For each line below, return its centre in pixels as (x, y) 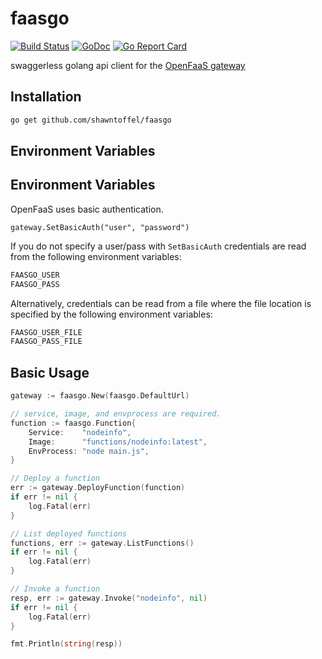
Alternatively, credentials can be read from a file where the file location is (161, 303)
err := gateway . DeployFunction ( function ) (98, 488)
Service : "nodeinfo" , (80, 432)
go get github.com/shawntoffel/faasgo (91, 120)
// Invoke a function (55, 589)
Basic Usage (50, 372)
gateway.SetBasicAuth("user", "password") (100, 227)
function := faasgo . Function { (73, 423)
